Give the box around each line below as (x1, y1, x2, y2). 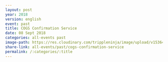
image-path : (5, 40, 30, 45)
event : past (5, 21, 30, 26)
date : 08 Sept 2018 (5, 30, 46, 35)
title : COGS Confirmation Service (5, 26, 77, 31)
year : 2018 (5, 12, 28, 17)
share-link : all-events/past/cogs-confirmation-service (5, 44, 124, 49)
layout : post (5, 7, 32, 12)
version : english (5, 16, 41, 21)
